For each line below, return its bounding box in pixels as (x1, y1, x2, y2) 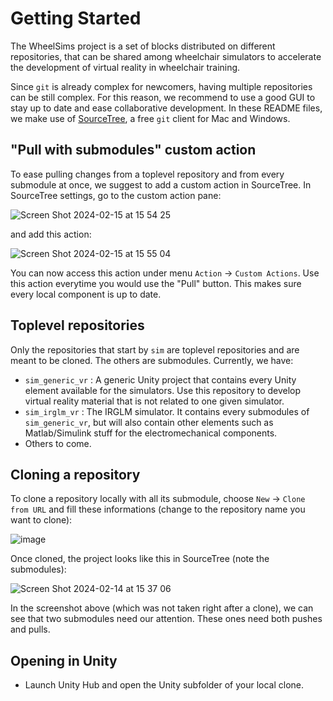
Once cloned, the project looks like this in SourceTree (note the (10, 553, 270, 565)
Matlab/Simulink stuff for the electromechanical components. (24, 427, 278, 439)
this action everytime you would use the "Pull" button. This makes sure (10, 277, 302, 289)
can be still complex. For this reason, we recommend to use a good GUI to (10, 91, 316, 103)
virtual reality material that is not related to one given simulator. (24, 395, 285, 407)
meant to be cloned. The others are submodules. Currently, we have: (10, 354, 294, 366)
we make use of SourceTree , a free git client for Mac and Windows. (10, 112, 291, 124)
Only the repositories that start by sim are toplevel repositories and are (10, 343, 300, 356)
